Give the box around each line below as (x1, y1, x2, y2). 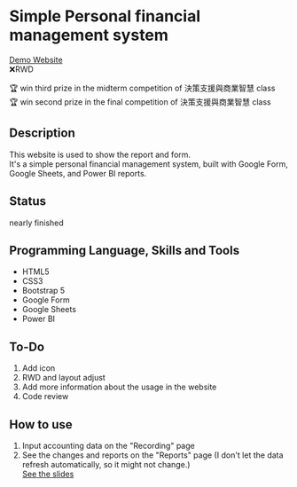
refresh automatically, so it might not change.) (21, 460, 191, 469)
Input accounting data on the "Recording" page (21, 441, 195, 451)
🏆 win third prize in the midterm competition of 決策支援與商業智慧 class (9, 82, 276, 93)
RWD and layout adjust (21, 373, 106, 383)
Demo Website (9, 54, 64, 65)
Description (9, 126, 75, 141)
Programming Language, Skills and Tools (9, 242, 240, 258)
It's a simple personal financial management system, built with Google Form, (9, 158, 288, 169)
